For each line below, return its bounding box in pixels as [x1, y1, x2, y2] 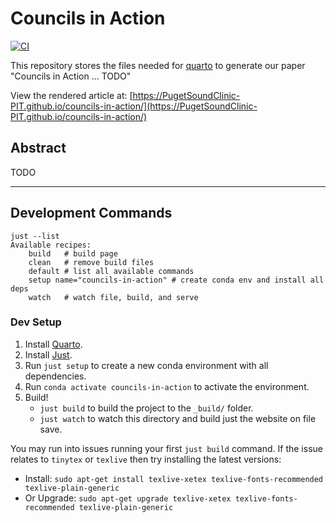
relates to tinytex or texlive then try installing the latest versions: [10, 453, 282, 465]
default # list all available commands [28, 266, 195, 276]
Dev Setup [10, 315, 62, 329]
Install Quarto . [24, 338, 83, 350]
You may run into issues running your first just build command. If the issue [10, 442, 323, 454]
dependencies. [24, 370, 87, 382]
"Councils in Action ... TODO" [10, 70, 132, 82]
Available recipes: [10, 240, 92, 250]
